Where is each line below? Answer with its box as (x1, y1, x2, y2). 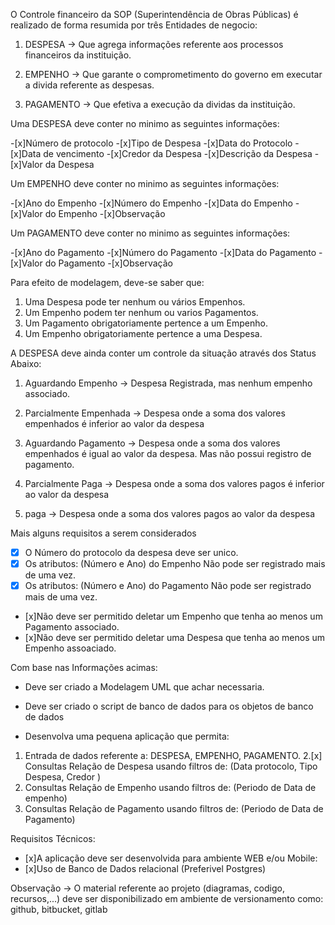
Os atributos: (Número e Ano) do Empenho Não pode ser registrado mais (24, 558, 326, 570)
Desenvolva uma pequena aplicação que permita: (24, 730, 230, 743)
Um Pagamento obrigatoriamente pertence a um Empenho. (24, 317, 268, 329)
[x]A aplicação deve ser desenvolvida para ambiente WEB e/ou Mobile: (24, 852, 318, 864)
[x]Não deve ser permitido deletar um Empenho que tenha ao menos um (24, 610, 323, 623)
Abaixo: (10, 358, 42, 369)
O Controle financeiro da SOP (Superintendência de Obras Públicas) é (10, 9, 299, 20)
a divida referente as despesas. (24, 79, 155, 91)
